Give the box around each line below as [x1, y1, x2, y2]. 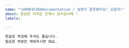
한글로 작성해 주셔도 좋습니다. [5, 34, 57, 39]
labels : [5, 16, 21, 21]
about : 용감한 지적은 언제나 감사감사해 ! [5, 12, 78, 16]
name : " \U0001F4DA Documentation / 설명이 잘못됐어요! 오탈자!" [5, 7, 125, 12]
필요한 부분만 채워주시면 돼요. [5, 39, 57, 44]
